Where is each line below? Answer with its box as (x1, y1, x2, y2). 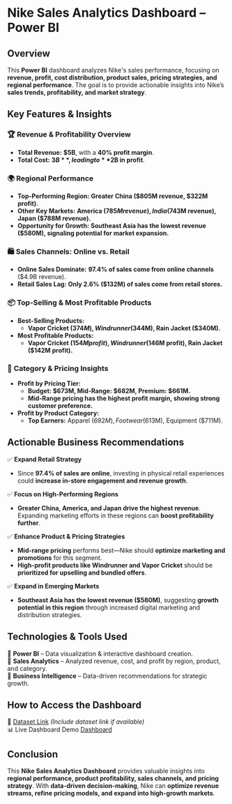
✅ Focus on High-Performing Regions (7, 490, 118, 498)
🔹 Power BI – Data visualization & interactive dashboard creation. (7, 649, 194, 658)
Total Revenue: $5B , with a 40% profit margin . (17, 148, 155, 156)
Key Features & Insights (7, 108, 112, 120)
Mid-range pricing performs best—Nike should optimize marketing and (17, 546, 226, 554)
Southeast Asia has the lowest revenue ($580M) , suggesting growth (17, 596, 219, 604)
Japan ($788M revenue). (17, 214, 91, 222)
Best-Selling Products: (17, 316, 85, 325)
